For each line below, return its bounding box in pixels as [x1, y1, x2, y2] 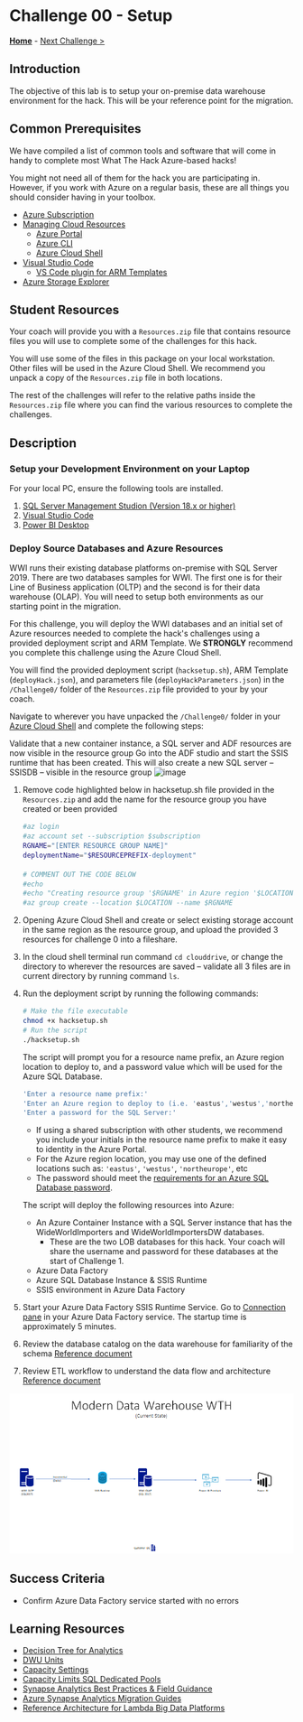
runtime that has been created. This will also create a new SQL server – [9, 758, 274, 768]
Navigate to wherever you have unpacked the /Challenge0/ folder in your [9, 711, 281, 722]
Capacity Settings [22, 1664, 89, 1675]
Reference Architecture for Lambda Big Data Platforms [22, 1703, 225, 1714]
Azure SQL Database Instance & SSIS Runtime [35, 1275, 207, 1286]
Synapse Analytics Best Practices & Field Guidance [22, 1683, 213, 1694]
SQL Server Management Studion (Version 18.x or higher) [22, 500, 236, 511]
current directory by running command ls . [22, 971, 180, 982]
